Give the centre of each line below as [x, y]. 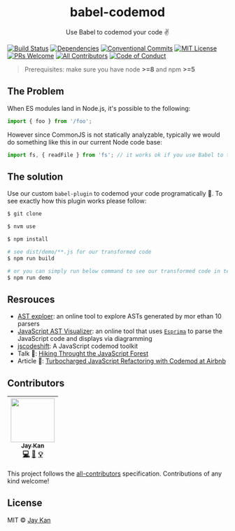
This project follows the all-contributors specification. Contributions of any [115, 473]
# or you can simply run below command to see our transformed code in [114, 271]
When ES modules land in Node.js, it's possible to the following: [99, 108]
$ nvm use [22, 227]
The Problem [36, 92]
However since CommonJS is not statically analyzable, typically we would [114, 135]
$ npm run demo [29, 278]
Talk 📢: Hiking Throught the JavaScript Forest [83, 354]
